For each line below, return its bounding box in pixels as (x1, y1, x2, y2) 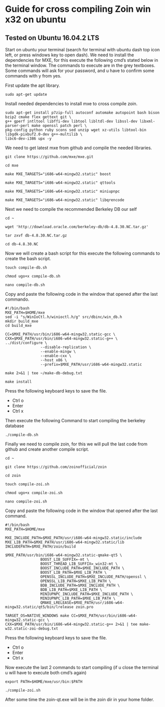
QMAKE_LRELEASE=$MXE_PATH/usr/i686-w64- (40, 600, 125, 605)
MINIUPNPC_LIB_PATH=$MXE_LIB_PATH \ (40, 596, 116, 601)
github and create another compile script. (5, 446, 90, 452)
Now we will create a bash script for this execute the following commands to (5, 250, 160, 256)
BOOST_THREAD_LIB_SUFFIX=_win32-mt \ (40, 561, 118, 566)
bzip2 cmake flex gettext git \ (5, 115, 71, 119)
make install (5, 379, 32, 384)
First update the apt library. (5, 82, 60, 88)
